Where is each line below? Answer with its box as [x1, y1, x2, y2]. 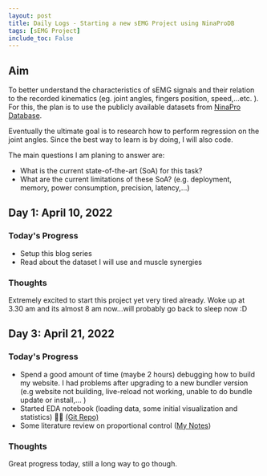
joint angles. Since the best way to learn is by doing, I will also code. [8, 135, 234, 144]
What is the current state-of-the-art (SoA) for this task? [19, 166, 203, 176]
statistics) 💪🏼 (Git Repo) [19, 412, 99, 421]
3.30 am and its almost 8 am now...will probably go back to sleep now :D [8, 304, 248, 314]
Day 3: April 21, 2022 [8, 327, 115, 341]
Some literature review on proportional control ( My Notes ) [19, 421, 212, 430]
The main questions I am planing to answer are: [8, 150, 165, 161]
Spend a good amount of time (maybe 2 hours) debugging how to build [19, 369, 255, 379]
